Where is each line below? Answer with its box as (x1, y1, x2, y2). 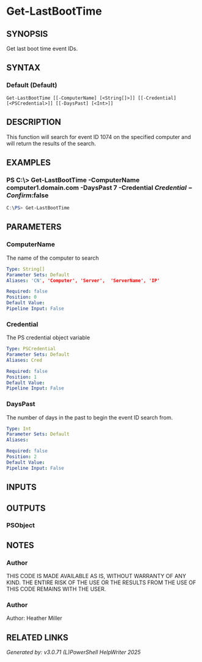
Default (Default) (6, 81, 58, 89)
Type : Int (6, 426, 32, 432)
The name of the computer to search (6, 254, 99, 261)
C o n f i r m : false (6, 191, 49, 200)
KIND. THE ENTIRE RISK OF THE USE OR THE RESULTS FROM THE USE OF (6, 579, 196, 586)
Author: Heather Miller (6, 614, 62, 622)
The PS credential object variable (6, 334, 91, 341)
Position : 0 (6, 294, 37, 301)
